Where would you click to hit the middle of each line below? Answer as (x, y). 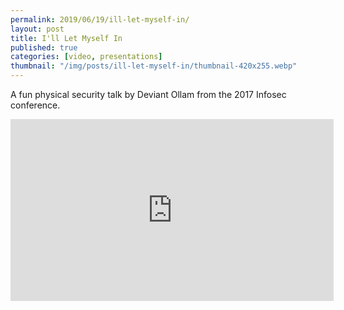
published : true (44, 47)
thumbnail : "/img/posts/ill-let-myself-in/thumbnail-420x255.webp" (154, 66)
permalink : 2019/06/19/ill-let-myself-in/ (100, 19)
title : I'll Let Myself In (66, 38)
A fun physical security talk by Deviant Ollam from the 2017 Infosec (148, 94)
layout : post (37, 29)
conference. (35, 105)
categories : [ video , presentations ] (86, 57)
